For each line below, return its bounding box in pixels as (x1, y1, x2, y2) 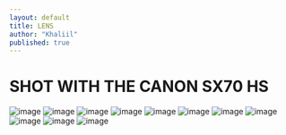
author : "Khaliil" (9, 30, 78, 38)
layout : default (9, 13, 70, 22)
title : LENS (9, 21, 54, 30)
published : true (9, 38, 70, 47)
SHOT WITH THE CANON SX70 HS (9, 77, 269, 97)
